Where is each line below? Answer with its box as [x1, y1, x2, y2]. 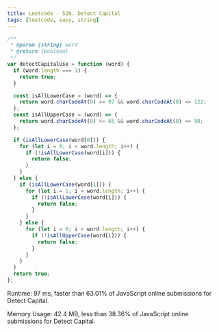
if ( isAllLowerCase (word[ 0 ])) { [13, 137, 106, 143]
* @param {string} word [10, 42, 78, 49]
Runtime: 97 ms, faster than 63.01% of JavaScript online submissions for [7, 289, 212, 297]
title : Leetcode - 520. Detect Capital [7, 10, 121, 17]
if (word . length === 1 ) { [13, 67, 88, 74]
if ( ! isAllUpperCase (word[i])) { [31, 232, 127, 239]
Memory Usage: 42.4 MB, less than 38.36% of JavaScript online [7, 309, 189, 318]
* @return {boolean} [10, 48, 69, 55]
